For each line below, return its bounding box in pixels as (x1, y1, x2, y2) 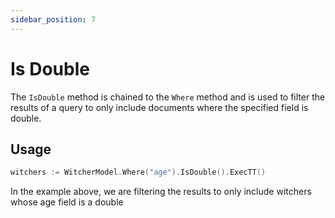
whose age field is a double (10, 196, 124, 208)
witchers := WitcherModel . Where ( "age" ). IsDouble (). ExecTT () (10, 167, 267, 178)
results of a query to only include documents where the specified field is (10, 101, 309, 113)
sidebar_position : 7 (10, 14, 97, 25)
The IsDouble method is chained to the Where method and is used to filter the (10, 91, 326, 103)
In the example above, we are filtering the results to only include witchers (10, 186, 312, 198)
